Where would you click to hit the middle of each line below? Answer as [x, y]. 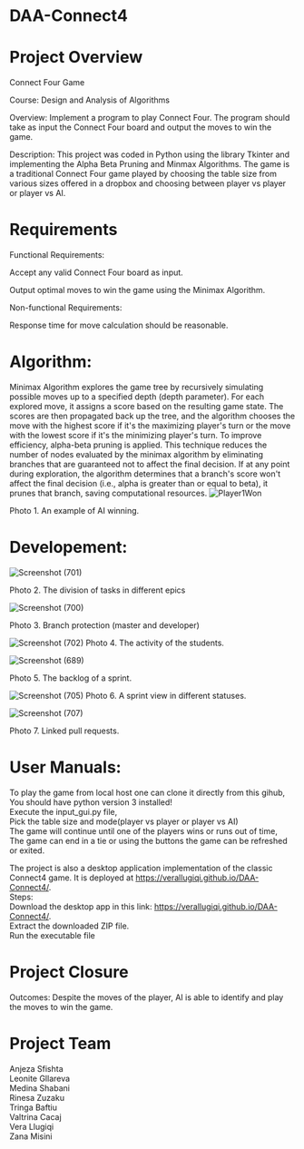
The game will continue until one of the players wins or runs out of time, [144, 830]
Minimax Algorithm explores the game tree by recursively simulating [137, 387]
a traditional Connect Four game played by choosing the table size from [143, 174]
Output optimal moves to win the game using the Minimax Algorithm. [137, 290]
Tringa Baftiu [33, 1107]
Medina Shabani [40, 1088]
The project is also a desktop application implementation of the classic [141, 868]
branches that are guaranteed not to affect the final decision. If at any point [150, 464]
